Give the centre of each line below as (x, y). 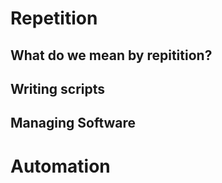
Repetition (54, 18)
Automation (60, 166)
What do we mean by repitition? (111, 55)
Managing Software (73, 123)
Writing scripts (58, 88)
